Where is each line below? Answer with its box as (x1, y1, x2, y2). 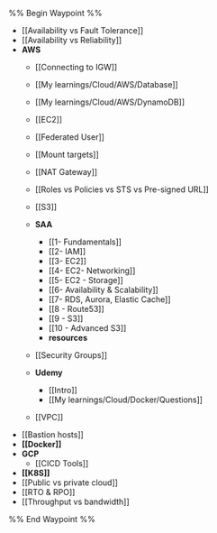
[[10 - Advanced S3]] (48, 323, 127, 333)
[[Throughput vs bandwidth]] (21, 496, 130, 507)
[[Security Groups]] (34, 350, 108, 360)
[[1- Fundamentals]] (48, 236, 122, 247)
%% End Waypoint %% (8, 514, 95, 524)
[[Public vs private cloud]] (21, 477, 119, 488)
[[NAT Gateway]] (34, 167, 98, 177)
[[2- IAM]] (48, 246, 86, 256)
